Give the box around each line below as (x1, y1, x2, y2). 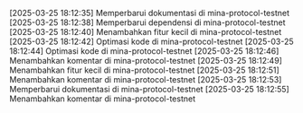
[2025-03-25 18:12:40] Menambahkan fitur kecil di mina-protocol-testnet (9, 27, 282, 37)
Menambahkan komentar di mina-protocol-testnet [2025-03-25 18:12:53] (9, 74, 282, 84)
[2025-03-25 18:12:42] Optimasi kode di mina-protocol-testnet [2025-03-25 (9, 36, 294, 47)
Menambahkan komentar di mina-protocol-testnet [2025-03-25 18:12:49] (9, 56, 283, 65)
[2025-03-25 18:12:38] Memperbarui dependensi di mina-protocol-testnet (9, 17, 286, 28)
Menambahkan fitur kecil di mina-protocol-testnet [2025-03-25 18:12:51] (9, 65, 280, 75)
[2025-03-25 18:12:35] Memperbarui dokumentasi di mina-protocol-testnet (9, 8, 290, 18)
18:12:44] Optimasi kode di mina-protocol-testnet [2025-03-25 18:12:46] (9, 46, 279, 56)
